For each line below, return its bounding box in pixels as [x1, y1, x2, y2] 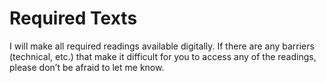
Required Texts [9, 7, 138, 30]
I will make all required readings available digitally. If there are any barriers [9, 40, 315, 52]
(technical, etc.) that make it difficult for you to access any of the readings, [9, 50, 317, 62]
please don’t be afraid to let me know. [9, 61, 165, 73]
